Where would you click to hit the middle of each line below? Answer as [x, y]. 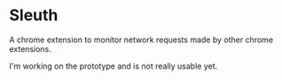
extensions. [30, 48]
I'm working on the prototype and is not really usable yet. [114, 66]
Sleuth [34, 15]
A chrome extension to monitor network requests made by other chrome [141, 40]
